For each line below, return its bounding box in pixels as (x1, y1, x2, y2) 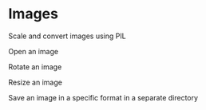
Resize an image (8, 77, 62, 87)
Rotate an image (8, 61, 62, 72)
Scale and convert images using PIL (8, 31, 126, 41)
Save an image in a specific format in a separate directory (8, 92, 198, 102)
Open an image (8, 46, 58, 56)
